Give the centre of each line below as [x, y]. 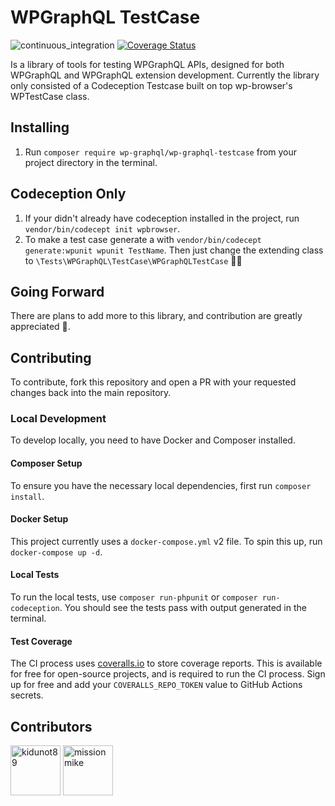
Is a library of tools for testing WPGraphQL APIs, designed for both [147, 64]
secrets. [27, 695]
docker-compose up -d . [56, 552]
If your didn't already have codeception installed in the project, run [162, 218]
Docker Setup [39, 519]
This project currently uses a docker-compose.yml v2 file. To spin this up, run [166, 541]
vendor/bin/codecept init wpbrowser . [102, 228]
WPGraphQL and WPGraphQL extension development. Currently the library [165, 75]
